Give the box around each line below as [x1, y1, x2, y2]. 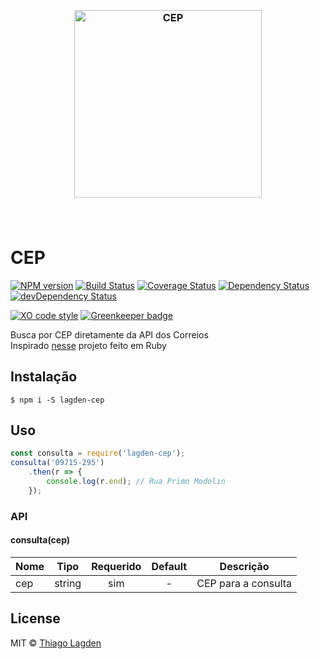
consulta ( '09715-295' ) [10, 458, 105, 468]
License [10, 610, 61, 627]
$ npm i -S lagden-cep [10, 395, 105, 405]
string [54, 576, 82, 590]
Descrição [219, 559, 270, 573]
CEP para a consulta [196, 576, 293, 590]
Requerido [91, 559, 142, 573]
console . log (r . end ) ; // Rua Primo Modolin [46, 477, 226, 487]
